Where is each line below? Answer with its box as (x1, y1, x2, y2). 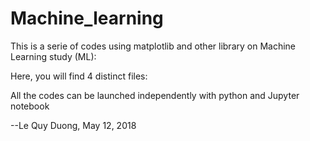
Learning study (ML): (10, 50, 97, 62)
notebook (10, 100, 50, 112)
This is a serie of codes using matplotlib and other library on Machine (10, 40, 297, 52)
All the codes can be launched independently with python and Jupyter (10, 89, 300, 101)
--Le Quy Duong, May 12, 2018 (10, 119, 137, 131)
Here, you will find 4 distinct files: (10, 70, 148, 82)
